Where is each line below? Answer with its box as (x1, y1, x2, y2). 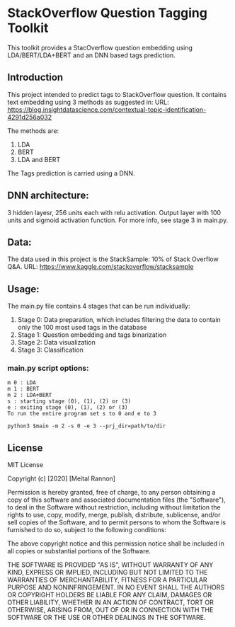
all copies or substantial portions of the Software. (7, 547, 151, 556)
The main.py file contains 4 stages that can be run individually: (7, 302, 190, 311)
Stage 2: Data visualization (17, 338, 96, 347)
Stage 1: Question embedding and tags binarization (17, 330, 167, 339)
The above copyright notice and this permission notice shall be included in (7, 539, 224, 548)
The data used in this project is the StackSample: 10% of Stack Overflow (7, 255, 219, 263)
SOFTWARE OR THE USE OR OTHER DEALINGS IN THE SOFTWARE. (7, 614, 206, 622)
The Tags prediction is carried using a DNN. (7, 168, 136, 178)
